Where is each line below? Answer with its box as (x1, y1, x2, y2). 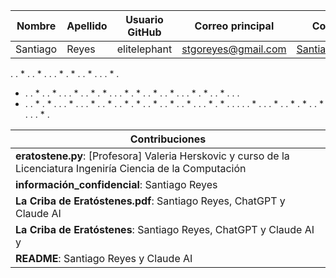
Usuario (125, 13, 164, 26)
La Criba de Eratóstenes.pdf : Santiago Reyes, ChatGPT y (15, 194, 286, 208)
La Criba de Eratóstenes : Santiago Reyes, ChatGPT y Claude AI (15, 223, 315, 236)
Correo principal (194, 19, 275, 33)
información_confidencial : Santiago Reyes (15, 178, 218, 191)
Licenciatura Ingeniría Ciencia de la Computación (15, 162, 247, 175)
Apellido (66, 19, 108, 33)
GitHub (127, 25, 162, 39)
